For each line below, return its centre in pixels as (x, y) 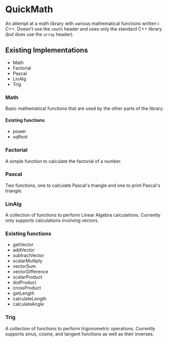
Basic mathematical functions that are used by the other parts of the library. (84, 108)
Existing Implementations (47, 50)
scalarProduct (27, 277)
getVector (23, 245)
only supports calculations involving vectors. (52, 220)
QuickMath (29, 9)
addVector (24, 250)
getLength (23, 293)
